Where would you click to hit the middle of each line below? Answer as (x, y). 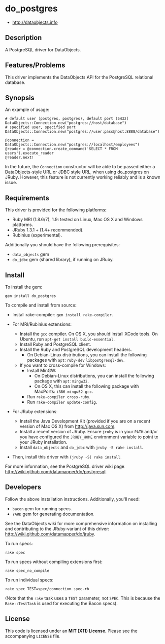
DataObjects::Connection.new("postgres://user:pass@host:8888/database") (82, 132)
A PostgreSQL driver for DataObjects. (43, 49)
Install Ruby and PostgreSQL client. (55, 344)
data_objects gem (31, 254)
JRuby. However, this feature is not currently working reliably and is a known (83, 177)
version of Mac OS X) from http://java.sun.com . (67, 426)
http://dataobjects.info (35, 22)
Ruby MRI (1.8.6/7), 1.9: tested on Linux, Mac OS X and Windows (77, 220)
